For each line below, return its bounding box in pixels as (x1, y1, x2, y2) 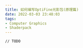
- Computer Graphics (5, 21, 47, 26)
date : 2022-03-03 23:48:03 (5, 12, 60, 17)
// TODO (5, 39, 21, 44)
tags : (5, 16, 16, 21)
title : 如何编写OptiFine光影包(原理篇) (5, 7, 79, 12)
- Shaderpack (5, 25, 32, 30)
